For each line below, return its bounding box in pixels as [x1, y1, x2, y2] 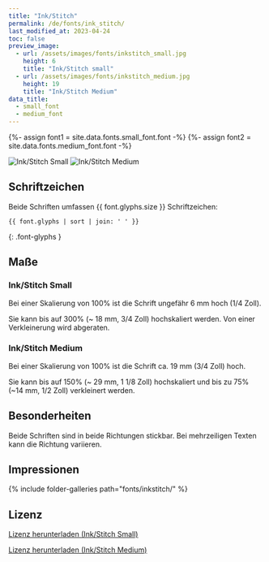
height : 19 [23, 80, 60, 88]
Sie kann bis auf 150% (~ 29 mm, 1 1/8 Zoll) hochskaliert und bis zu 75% [8, 377, 250, 387]
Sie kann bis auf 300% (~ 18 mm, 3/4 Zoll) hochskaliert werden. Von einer [8, 313, 255, 323]
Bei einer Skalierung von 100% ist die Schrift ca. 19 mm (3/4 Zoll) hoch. [8, 361, 246, 370]
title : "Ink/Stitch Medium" [23, 87, 117, 96]
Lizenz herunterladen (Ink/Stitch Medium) [8, 545, 147, 555]
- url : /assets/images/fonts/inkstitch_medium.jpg [15, 72, 190, 80]
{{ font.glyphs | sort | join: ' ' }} [8, 217, 139, 226]
